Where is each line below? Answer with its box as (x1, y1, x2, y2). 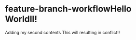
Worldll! (5, 13, 38, 25)
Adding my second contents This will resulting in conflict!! (5, 29, 120, 35)
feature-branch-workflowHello (5, 3, 132, 14)
